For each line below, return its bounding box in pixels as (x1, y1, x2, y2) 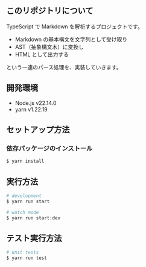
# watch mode (6, 209, 39, 215)
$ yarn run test (6, 255, 47, 261)
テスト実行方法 (6, 233, 62, 243)
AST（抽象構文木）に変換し (14, 43, 84, 50)
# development (6, 193, 42, 199)
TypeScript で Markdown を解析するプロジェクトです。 (6, 23, 143, 30)
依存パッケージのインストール (6, 144, 93, 152)
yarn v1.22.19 (14, 105, 48, 113)
